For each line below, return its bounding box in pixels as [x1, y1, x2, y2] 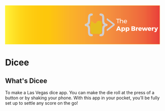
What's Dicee [5, 76, 48, 85]
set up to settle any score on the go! [5, 100, 79, 106]
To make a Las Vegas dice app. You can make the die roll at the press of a [5, 90, 155, 95]
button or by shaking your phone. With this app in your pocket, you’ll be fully [5, 95, 160, 101]
